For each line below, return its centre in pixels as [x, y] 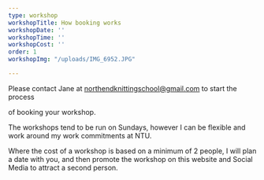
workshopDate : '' [37, 30]
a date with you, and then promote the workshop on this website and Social [131, 159]
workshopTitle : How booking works [65, 23]
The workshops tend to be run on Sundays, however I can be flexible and [127, 127]
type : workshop [33, 15]
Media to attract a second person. [63, 167]
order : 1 [22, 52]
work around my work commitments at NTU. [80, 135]
